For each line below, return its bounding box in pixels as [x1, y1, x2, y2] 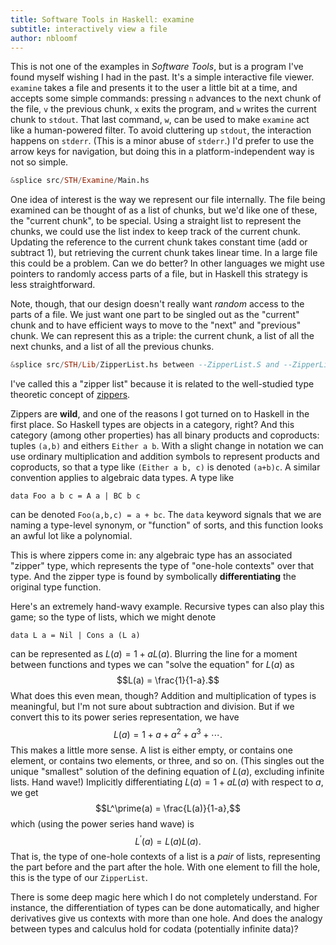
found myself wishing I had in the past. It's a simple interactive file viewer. [10, 71, 315, 83]
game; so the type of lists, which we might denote [10, 611, 217, 623]
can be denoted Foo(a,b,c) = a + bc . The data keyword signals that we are [10, 509, 322, 521]
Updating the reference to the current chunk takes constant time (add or [10, 236, 308, 248]
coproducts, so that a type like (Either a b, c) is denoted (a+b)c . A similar [10, 461, 321, 473]
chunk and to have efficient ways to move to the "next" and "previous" [10, 319, 302, 331]
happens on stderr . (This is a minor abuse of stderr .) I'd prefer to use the [10, 135, 315, 147]
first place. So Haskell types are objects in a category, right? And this [10, 419, 295, 431]
